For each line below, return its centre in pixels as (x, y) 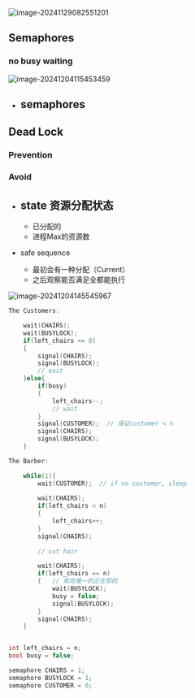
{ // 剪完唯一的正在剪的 (78, 581)
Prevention (30, 155)
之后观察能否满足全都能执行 (79, 280)
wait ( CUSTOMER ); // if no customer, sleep (112, 483)
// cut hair (58, 551)
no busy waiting (41, 61)
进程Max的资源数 (61, 236)
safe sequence (45, 253)
